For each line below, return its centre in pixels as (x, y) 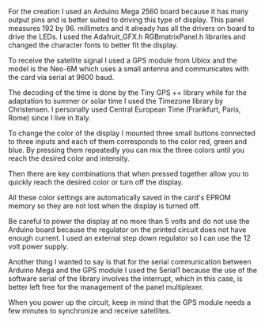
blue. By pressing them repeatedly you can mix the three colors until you (127, 150)
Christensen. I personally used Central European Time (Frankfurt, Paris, (125, 109)
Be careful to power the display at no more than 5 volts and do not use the (129, 221)
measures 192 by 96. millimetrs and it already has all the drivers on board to (131, 28)
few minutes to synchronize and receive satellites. (90, 311)
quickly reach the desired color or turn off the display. (96, 182)
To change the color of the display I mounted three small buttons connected (132, 133)
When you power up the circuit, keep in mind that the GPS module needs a (130, 302)
